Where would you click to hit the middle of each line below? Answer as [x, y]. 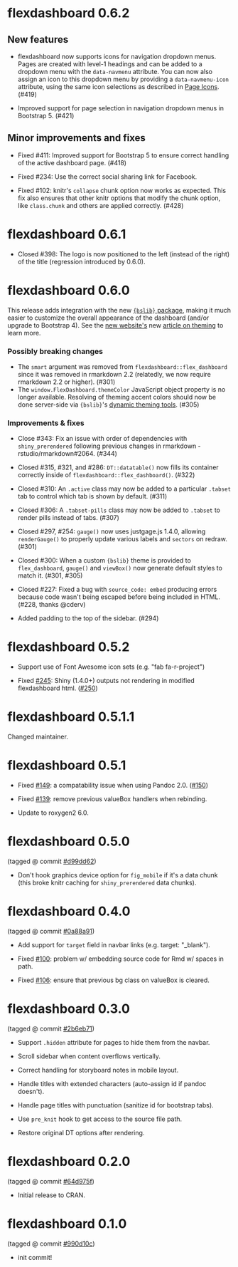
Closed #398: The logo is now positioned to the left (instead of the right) [123, 254]
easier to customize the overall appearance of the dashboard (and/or [108, 318]
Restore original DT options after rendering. [81, 1132]
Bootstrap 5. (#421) [46, 116]
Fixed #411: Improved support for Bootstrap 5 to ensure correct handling [123, 155]
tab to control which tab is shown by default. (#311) [92, 496]
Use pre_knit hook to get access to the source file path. [100, 1119]
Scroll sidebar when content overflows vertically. [89, 1056]
